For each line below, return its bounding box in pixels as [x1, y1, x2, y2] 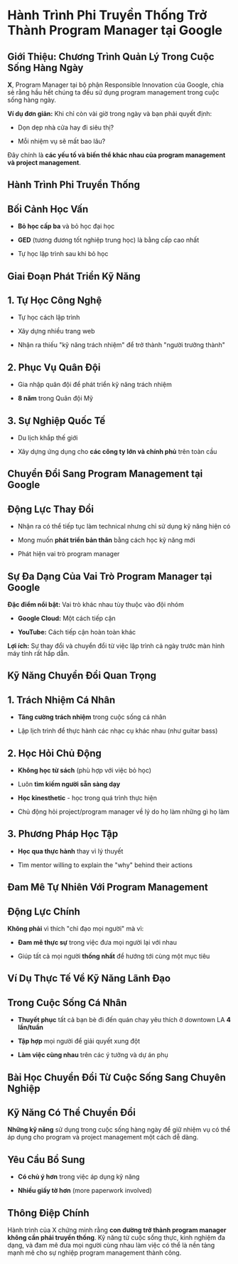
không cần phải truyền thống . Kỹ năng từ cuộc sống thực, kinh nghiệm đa [7, 1233, 226, 1242]
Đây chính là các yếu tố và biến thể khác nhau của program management [7, 151, 226, 159]
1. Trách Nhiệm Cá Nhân [7, 694, 116, 706]
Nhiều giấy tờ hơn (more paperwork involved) [17, 1186, 153, 1195]
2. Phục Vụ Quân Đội [7, 361, 101, 373]
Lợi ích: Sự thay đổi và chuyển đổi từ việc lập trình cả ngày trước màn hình [7, 642, 225, 650]
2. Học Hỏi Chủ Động [7, 747, 102, 759]
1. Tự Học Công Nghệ [7, 294, 102, 306]
